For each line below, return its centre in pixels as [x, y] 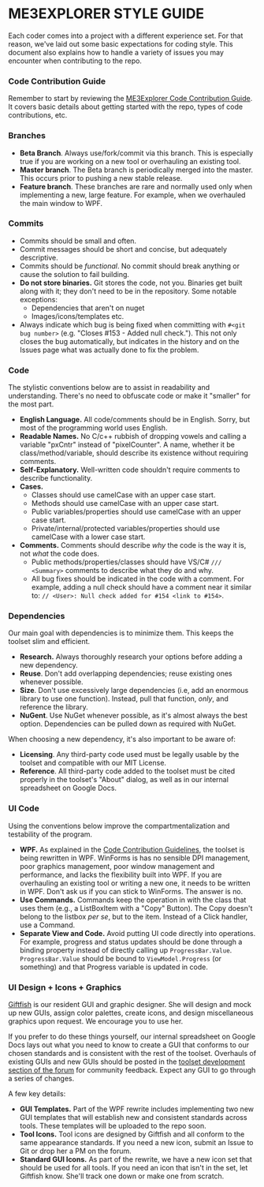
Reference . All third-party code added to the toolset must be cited [127, 771]
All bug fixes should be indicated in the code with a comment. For [138, 579]
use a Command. [47, 925]
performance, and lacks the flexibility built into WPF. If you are [121, 874]
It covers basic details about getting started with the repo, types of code [125, 107]
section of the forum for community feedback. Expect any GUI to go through [132, 1070]
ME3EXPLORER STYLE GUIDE [106, 14]
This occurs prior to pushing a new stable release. [101, 178]
